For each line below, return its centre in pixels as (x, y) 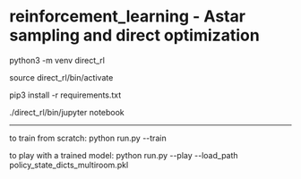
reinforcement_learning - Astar (128, 17)
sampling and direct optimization (134, 35)
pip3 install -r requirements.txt (65, 95)
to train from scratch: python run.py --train (88, 138)
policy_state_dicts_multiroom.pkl (69, 165)
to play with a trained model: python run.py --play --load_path (124, 155)
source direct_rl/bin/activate (61, 77)
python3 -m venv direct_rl (57, 60)
